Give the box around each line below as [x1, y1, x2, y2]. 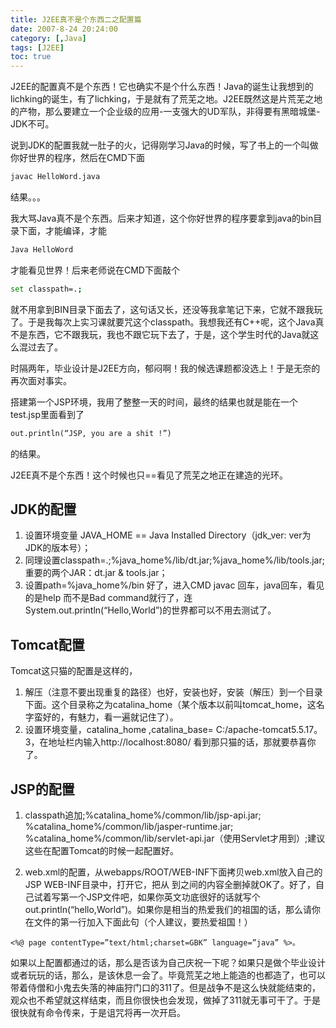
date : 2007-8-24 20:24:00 [10, 24, 118, 34]
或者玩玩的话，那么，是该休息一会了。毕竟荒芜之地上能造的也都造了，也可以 [10, 969, 326, 981]
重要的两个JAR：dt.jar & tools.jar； [24, 567, 168, 579]
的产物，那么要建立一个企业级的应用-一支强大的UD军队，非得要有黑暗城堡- [10, 106, 321, 118]
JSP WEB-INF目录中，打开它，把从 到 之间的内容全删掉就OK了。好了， [24, 879, 317, 891]
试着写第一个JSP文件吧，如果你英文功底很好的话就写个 [33, 891, 261, 903]
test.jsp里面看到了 [10, 408, 85, 420]
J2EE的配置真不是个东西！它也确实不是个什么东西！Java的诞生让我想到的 [10, 81, 314, 93]
